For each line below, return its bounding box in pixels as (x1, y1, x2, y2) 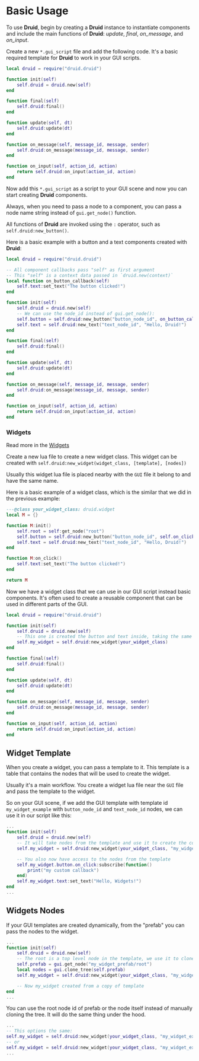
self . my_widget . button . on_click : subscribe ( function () (17, 862, 152, 868)
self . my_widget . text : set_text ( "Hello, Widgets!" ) (17, 878, 142, 884)
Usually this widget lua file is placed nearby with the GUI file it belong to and (6, 471, 191, 478)
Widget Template (6, 748, 71, 758)
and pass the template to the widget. (6, 788, 96, 795)
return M (6, 577, 28, 583)
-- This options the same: (6, 1028, 73, 1034)
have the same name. (6, 477, 59, 485)
